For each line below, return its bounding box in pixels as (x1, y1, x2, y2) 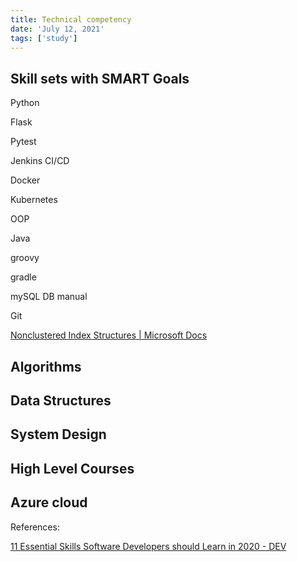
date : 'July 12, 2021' (10, 24, 105, 34)
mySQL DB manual (10, 291, 88, 303)
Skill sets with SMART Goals (10, 70, 190, 87)
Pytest (10, 136, 37, 148)
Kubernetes (10, 194, 58, 206)
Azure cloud (10, 494, 88, 511)
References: (10, 521, 60, 533)
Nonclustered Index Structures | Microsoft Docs (10, 329, 208, 341)
